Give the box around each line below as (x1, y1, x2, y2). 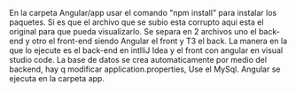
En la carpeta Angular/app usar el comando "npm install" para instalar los (9, 8, 277, 18)
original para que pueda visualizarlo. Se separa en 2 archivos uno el (9, 27, 257, 36)
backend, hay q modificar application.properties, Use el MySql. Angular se (9, 64, 281, 74)
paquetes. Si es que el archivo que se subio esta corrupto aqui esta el (9, 17, 264, 27)
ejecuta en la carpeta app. (9, 73, 105, 83)
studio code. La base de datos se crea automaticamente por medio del (9, 55, 268, 65)
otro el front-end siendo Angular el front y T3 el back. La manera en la (31, 35, 288, 46)
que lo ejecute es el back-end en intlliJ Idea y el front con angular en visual (9, 45, 284, 56)
